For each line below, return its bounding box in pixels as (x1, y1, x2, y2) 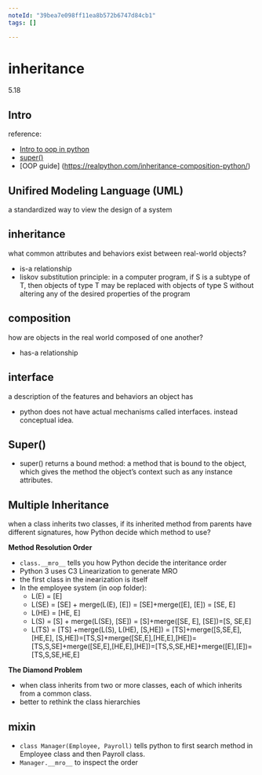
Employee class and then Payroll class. (19, 749, 145, 758)
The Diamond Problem (8, 666, 82, 675)
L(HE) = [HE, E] (31, 608, 81, 618)
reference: (8, 129, 42, 138)
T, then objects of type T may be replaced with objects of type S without (19, 280, 254, 290)
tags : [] (8, 19, 37, 27)
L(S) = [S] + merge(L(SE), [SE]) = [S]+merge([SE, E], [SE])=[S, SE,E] (31, 617, 252, 626)
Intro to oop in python (19, 145, 90, 154)
